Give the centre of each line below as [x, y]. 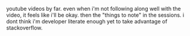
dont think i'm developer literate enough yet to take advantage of [87, 21]
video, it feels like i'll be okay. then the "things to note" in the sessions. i [95, 15]
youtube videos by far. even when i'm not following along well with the [93, 9]
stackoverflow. [24, 28]
